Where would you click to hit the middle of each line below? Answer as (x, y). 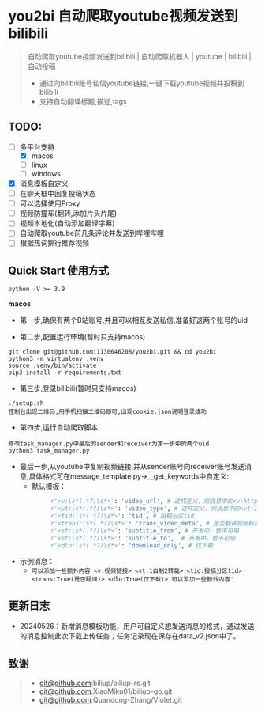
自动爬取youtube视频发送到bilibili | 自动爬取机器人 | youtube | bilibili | (139, 56)
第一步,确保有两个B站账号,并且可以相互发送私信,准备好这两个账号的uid (134, 320)
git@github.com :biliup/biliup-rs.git (95, 683)
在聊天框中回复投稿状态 (58, 194)
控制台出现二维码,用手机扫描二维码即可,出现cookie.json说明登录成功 (108, 412)
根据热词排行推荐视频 (54, 243)
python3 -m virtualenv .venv (56, 359)
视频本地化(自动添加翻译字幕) (67, 223)
